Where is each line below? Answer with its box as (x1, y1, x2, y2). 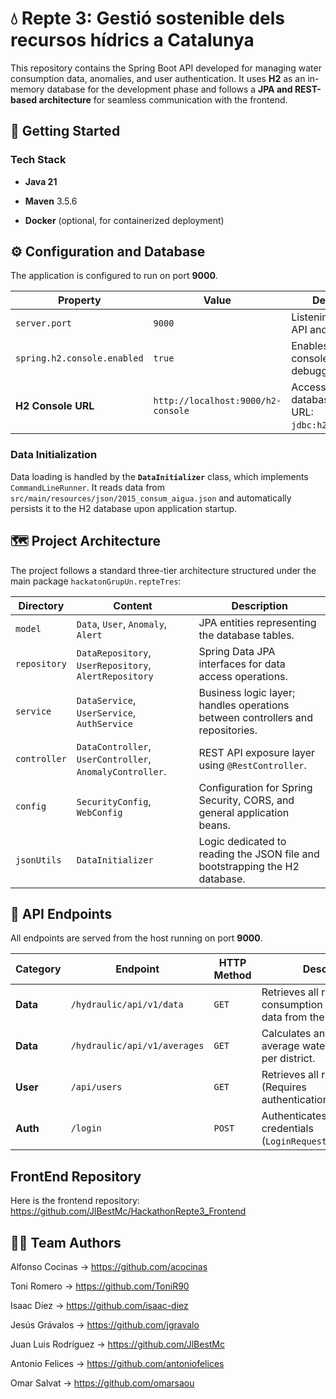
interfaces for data (198, 657, 286, 671)
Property (58, 293, 102, 307)
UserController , (76, 752, 152, 766)
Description (231, 598, 288, 612)
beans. (198, 818, 231, 832)
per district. (261, 1052, 316, 1066)
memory (10, 83, 45, 95)
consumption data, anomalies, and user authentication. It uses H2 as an (10, 72, 306, 84)
